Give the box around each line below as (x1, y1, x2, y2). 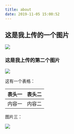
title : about (5, 7, 32, 12)
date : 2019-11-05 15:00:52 (5, 12, 60, 17)
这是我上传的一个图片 (5, 31, 69, 39)
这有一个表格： (5, 78, 35, 84)
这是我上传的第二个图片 (5, 57, 60, 64)
